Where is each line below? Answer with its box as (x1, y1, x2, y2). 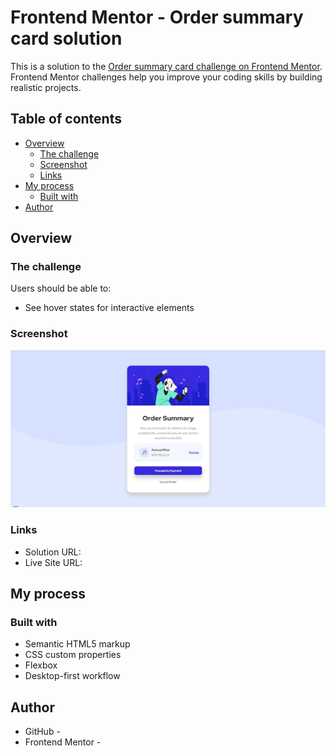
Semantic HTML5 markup (24, 638, 131, 650)
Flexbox (24, 659, 58, 671)
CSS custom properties (24, 649, 122, 661)
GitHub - (24, 726, 61, 738)
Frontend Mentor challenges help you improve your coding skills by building (10, 71, 323, 83)
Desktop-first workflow (24, 670, 121, 682)
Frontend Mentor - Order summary (10, 6, 304, 29)
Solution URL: (24, 546, 82, 558)
